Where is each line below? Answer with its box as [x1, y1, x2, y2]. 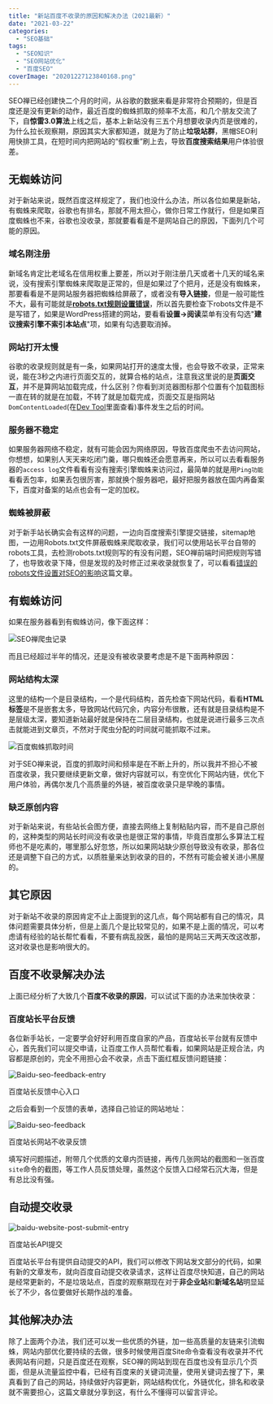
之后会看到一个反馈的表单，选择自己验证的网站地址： [8, 1103, 187, 1113]
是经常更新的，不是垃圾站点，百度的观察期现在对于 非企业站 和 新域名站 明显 [8, 1276, 258, 1286]
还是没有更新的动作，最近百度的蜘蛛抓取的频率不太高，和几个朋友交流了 [15, 106, 258, 115]
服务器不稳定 [8, 424, 59, 435]
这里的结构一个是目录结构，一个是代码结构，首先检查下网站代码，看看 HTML [8, 694, 264, 704]
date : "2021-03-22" [8, 19, 75, 28]
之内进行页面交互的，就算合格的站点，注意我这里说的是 [48, 371, 234, 382]
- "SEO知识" [15, 50, 54, 58]
